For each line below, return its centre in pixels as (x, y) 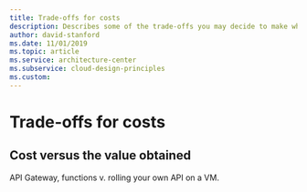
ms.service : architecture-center (73, 60)
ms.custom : (30, 77)
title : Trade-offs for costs (65, 18)
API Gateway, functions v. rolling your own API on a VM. (114, 177)
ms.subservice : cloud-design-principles (88, 69)
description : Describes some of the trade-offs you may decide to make (148, 26)
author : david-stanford (55, 35)
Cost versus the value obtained (101, 156)
